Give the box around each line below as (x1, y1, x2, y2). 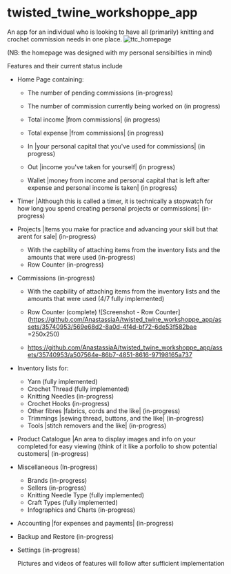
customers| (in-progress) (17, 449, 89, 457)
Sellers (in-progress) (27, 484, 87, 492)
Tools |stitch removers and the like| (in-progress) (27, 421, 167, 430)
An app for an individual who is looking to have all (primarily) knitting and (7, 28, 214, 36)
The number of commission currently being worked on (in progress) (27, 102, 221, 110)
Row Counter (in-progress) (27, 260, 104, 269)
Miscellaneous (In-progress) (17, 463, 98, 471)
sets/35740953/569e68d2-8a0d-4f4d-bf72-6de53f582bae (27, 323, 197, 331)
